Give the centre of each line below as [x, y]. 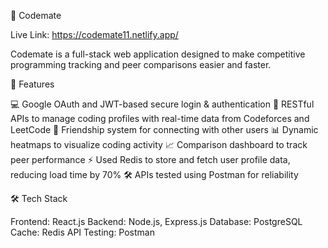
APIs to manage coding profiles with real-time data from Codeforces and [160, 118]
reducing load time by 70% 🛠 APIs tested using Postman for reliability [154, 174]
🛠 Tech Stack [39, 198]
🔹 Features [32, 84]
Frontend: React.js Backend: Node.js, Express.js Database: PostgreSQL [156, 221]
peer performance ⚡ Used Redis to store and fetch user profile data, [150, 159]
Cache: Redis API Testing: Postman [82, 232]
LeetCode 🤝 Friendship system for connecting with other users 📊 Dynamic [164, 129]
